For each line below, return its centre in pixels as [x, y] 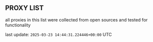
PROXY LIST [24, 8]
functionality [18, 25]
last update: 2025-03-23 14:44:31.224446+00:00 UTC [59, 34]
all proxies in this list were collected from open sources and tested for [76, 20]
